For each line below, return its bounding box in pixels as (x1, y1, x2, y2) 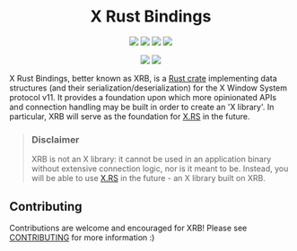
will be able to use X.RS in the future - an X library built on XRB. (31, 173, 266, 184)
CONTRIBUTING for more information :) (9, 232, 155, 243)
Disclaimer (31, 133, 80, 145)
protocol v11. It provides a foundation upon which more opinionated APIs (9, 91, 276, 102)
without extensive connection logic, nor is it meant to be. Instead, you (31, 163, 289, 174)
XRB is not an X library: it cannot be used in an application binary (31, 154, 272, 165)
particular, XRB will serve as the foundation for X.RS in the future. (9, 110, 250, 122)
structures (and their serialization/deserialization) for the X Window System (9, 82, 288, 93)
